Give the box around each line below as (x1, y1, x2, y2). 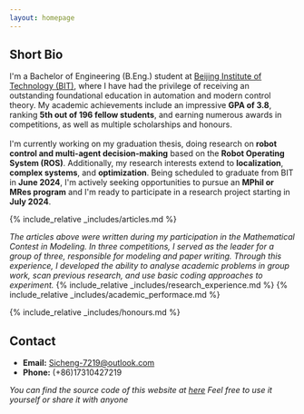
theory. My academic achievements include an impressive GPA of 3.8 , (9, 100, 272, 111)
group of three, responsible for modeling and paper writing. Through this (9, 251, 282, 261)
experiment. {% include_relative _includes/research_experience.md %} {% (9, 280, 289, 291)
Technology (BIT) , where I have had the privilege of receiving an (9, 81, 250, 92)
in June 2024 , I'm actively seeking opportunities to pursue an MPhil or (9, 177, 274, 188)
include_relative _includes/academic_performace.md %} (9, 290, 221, 301)
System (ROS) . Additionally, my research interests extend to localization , (9, 158, 284, 169)
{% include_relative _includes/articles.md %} (9, 214, 177, 225)
